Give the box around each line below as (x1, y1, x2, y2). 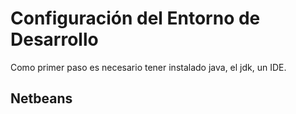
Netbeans (10, 90, 73, 107)
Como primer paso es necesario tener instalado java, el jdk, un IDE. (10, 61, 287, 73)
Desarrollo (10, 28, 99, 51)
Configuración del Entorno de (10, 7, 261, 30)
